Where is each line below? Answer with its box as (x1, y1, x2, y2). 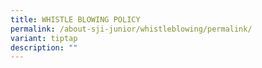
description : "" (10, 42, 78, 53)
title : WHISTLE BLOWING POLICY (10, 14, 141, 25)
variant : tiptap (10, 33, 78, 43)
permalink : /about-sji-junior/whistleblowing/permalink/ (10, 24, 253, 34)
